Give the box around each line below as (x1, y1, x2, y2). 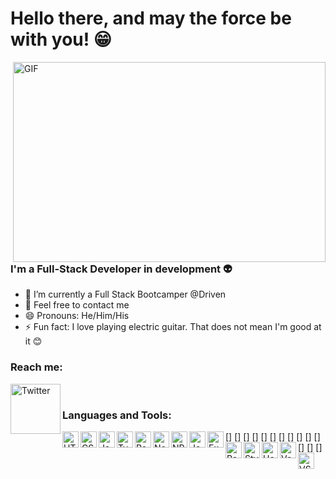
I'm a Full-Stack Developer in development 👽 (10, 262, 233, 276)
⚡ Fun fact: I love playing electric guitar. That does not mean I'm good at (24, 321, 322, 333)
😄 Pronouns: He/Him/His (24, 310, 130, 322)
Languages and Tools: (62, 408, 172, 422)
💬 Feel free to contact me (24, 299, 130, 311)
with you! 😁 (10, 28, 113, 51)
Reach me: (10, 360, 63, 374)
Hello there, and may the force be (10, 7, 292, 30)
